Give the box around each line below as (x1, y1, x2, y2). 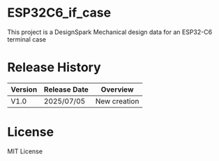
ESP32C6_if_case (7, 5, 112, 21)
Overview (100, 85, 134, 94)
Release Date (44, 85, 89, 94)
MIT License (7, 147, 43, 155)
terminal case (7, 35, 47, 43)
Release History (7, 60, 101, 76)
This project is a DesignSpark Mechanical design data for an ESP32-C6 (7, 28, 213, 36)
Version (10, 85, 38, 94)
